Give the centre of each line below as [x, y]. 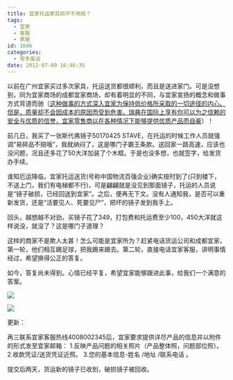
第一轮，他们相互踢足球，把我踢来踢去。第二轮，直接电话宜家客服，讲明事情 [116, 249]
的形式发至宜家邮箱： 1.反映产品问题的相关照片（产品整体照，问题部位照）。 [115, 345]
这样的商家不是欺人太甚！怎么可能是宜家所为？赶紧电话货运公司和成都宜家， [116, 240]
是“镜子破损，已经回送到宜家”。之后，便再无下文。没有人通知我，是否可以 [113, 193]
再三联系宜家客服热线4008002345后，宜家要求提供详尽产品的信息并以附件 [114, 337]
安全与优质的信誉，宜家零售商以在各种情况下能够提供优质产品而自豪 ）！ [110, 121]
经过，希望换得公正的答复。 [47, 258]
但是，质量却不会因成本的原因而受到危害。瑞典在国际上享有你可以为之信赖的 [116, 112]
